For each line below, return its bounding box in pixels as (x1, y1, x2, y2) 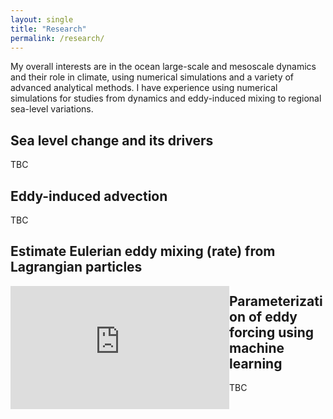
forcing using (229, 324, 315, 341)
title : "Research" (10, 24, 87, 34)
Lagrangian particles (10, 259, 143, 276)
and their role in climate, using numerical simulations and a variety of (10, 71, 295, 83)
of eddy (248, 308, 298, 325)
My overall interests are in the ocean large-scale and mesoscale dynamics (10, 61, 317, 73)
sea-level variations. (10, 103, 94, 115)
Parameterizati (229, 292, 323, 310)
